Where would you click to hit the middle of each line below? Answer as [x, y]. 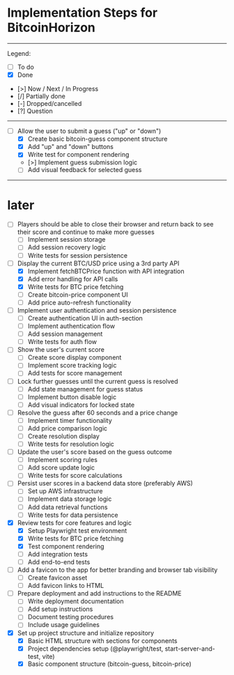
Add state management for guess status [85, 389]
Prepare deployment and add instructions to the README [100, 593]
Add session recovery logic [67, 247]
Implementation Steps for [83, 13]
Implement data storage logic [70, 499]
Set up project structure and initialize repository [86, 633]
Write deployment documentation [76, 601]
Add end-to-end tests [59, 561]
